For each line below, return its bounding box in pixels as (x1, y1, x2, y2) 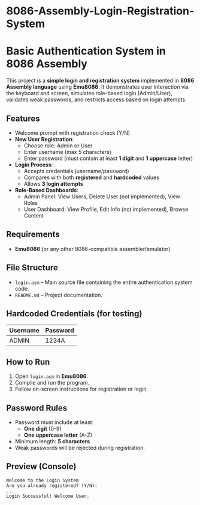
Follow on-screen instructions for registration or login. (14, 385, 149, 393)
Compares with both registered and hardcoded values (23, 174, 160, 181)
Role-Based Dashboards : (14, 186, 79, 193)
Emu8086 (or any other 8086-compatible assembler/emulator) (14, 245, 171, 252)
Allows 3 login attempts (23, 180, 84, 187)
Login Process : (14, 161, 53, 168)
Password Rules (6, 403, 68, 413)
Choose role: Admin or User (23, 142, 93, 149)
